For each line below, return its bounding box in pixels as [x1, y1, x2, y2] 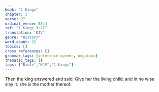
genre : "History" [5, 35, 41, 40]
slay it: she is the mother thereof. [5, 81, 72, 87]
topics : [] [5, 44, 28, 49]
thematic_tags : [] [5, 58, 43, 63]
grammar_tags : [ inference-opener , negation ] [5, 53, 98, 58]
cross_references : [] [5, 48, 50, 53]
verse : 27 [5, 16, 26, 21]
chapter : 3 [5, 12, 28, 17]
